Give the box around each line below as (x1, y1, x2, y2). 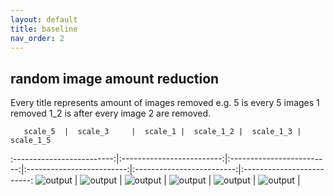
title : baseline (10, 24, 78, 34)
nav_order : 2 (10, 33, 65, 43)
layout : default (10, 14, 78, 25)
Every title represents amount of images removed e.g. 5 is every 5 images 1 (10, 97, 320, 109)
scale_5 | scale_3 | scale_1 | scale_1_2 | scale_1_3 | (23, 127, 302, 137)
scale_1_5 (10, 136, 52, 146)
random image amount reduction (10, 70, 220, 87)
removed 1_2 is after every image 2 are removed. (10, 107, 212, 120)
